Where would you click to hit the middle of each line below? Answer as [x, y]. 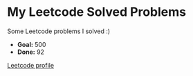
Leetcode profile [30, 65]
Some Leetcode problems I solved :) [59, 31]
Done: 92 [31, 52]
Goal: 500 [31, 44]
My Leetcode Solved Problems [97, 12]
